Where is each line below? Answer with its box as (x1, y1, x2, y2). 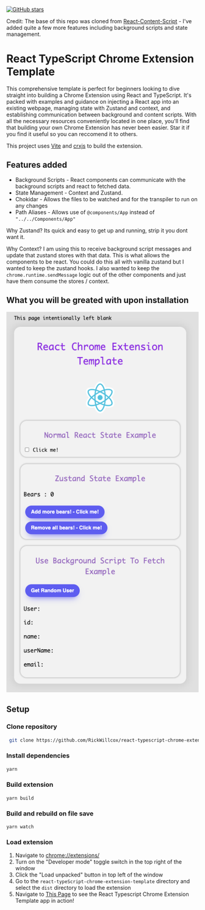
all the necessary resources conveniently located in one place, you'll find (6, 117, 190, 124)
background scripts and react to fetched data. (15, 182, 131, 190)
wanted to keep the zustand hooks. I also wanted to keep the (6, 264, 160, 271)
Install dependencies (6, 751, 70, 760)
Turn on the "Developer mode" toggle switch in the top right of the (15, 858, 182, 865)
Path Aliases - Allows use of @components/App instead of (15, 208, 155, 216)
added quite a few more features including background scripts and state (6, 24, 188, 31)
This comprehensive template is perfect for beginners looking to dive (6, 85, 180, 92)
